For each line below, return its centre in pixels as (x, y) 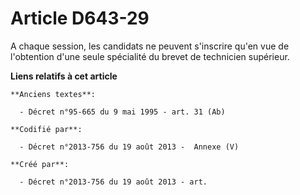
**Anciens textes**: (53, 94)
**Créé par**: (40, 164)
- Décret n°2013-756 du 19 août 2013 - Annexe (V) (129, 147)
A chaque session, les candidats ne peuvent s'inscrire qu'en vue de (150, 46)
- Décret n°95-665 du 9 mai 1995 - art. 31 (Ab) (122, 112)
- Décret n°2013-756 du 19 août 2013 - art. (113, 182)
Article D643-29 (80, 18)
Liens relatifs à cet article (64, 76)
